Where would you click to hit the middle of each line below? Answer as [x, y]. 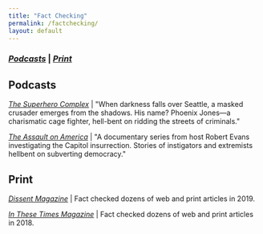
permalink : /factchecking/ [53, 23]
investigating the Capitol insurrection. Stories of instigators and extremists [131, 146]
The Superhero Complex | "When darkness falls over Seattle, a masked [126, 105]
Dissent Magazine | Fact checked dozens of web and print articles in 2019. [131, 199]
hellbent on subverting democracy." [67, 154]
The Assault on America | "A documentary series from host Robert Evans [129, 137]
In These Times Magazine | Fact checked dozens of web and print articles [131, 214]
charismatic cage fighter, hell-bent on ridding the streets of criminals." [124, 121]
